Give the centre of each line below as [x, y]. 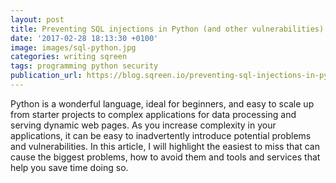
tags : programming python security [84, 66]
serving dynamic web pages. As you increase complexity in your [143, 125]
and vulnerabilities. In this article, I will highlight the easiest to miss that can [165, 146]
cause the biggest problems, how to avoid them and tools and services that [165, 157]
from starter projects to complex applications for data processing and [153, 114]
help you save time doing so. [69, 167]
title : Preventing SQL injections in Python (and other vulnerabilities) [167, 29]
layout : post [37, 19]
